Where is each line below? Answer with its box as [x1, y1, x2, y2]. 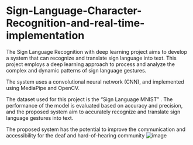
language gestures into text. [6, 114, 74, 121]
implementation [6, 29, 85, 42]
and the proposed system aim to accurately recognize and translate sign [6, 108, 181, 115]
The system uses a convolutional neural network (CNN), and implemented [6, 78, 184, 85]
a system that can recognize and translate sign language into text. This [6, 54, 177, 61]
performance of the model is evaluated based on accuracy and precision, [6, 102, 183, 109]
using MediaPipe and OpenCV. [6, 84, 80, 91]
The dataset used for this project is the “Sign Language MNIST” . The [6, 95, 173, 103]
